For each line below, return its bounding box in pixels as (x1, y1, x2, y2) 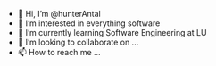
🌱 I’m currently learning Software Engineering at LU (17, 28, 207, 37)
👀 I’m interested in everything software (17, 18, 161, 29)
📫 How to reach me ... (17, 47, 101, 57)
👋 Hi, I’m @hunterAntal (17, 9, 101, 19)
